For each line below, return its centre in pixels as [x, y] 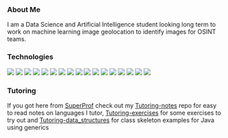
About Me [24, 10]
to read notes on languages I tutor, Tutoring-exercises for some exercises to [114, 113]
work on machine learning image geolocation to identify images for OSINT [112, 32]
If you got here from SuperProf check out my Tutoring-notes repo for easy [112, 105]
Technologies [30, 57]
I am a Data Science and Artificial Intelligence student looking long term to [112, 25]
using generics [28, 127]
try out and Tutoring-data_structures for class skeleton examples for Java [111, 120]
